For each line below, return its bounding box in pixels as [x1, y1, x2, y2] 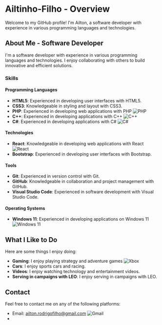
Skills [5, 75, 19, 81]
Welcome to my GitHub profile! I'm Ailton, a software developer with [5, 20, 142, 25]
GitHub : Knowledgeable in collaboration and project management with [12, 178, 154, 184]
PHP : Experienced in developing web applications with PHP [12, 108, 132, 114]
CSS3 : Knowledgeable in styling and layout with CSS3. [12, 103, 122, 109]
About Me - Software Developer [5, 39, 104, 48]
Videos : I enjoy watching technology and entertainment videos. [12, 269, 140, 275]
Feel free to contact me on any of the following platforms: [5, 301, 121, 307]
